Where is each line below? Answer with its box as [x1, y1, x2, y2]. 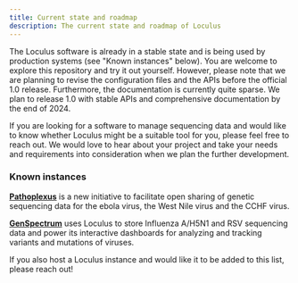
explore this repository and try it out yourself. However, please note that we [9, 64, 286, 76]
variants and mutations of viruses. [9, 237, 135, 247]
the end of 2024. [9, 103, 71, 113]
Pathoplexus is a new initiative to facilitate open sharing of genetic [9, 191, 255, 202]
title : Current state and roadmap [9, 12, 138, 22]
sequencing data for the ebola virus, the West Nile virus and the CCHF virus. [9, 200, 290, 211]
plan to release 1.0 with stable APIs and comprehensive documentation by [9, 93, 281, 104]
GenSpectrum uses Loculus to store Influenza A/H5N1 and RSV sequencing [9, 218, 288, 229]
